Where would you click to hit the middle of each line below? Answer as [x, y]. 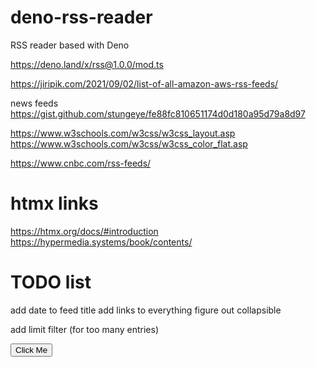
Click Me [31, 349]
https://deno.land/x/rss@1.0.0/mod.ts [87, 64]
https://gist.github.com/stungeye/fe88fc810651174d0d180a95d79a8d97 [158, 113]
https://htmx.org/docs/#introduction [84, 231]
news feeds [34, 103]
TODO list [51, 282]
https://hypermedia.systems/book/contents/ [101, 242]
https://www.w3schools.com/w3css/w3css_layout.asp [123, 133]
